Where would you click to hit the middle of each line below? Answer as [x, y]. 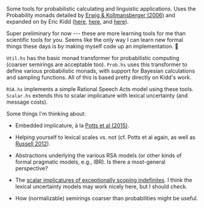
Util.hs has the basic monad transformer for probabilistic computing [93, 58]
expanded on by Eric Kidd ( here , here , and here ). [68, 22]
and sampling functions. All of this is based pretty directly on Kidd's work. [99, 77]
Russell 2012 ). [33, 144]
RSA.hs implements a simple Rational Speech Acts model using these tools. [100, 89]
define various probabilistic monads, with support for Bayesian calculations [101, 71]
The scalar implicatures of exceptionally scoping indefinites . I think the [104, 180]
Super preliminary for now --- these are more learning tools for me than [96, 33]
